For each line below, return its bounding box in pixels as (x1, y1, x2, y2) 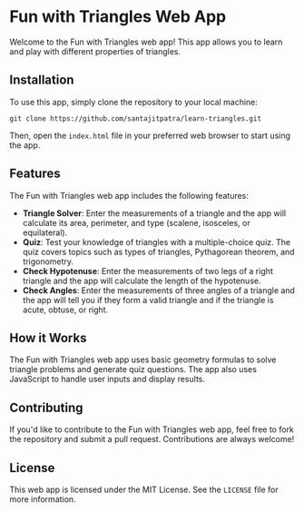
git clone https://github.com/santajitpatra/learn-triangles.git (9, 113, 261, 123)
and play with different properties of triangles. (9, 45, 181, 56)
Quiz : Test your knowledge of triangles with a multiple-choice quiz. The (22, 236, 291, 247)
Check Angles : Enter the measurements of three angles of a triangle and (22, 284, 295, 296)
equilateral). (22, 227, 68, 238)
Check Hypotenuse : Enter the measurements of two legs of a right (22, 265, 274, 276)
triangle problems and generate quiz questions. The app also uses (9, 364, 257, 375)
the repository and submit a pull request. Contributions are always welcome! (9, 434, 295, 445)
